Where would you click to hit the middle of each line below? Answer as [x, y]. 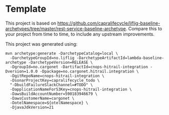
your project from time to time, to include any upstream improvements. [80, 34]
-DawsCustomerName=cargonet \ [42, 98]
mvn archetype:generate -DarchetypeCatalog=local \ [62, 53]
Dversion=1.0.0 [22, 71]
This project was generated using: [42, 44]
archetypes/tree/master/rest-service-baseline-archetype [65, 28]
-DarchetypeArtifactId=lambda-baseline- [120, 58]
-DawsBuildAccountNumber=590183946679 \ [54, 94]
